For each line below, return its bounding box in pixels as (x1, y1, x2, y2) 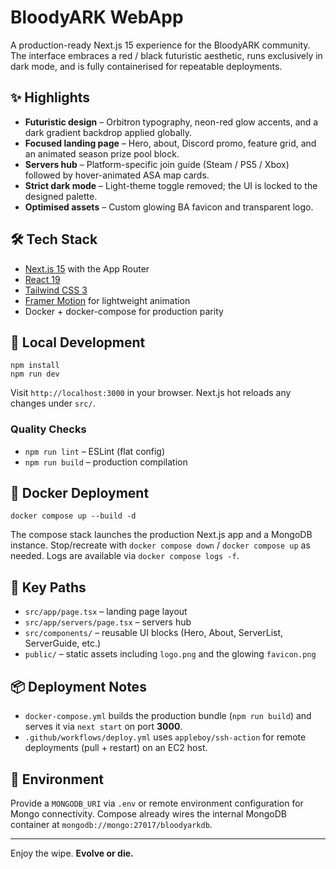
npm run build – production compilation (24, 456, 188, 468)
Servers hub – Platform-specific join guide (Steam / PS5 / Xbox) (24, 158, 290, 170)
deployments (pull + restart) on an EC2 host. (24, 742, 208, 754)
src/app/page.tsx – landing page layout (24, 606, 188, 618)
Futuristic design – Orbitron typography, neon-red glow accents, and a (24, 116, 319, 128)
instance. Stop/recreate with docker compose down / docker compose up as (10, 539, 311, 551)
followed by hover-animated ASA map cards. (24, 169, 210, 181)
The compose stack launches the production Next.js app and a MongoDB (10, 529, 313, 541)
